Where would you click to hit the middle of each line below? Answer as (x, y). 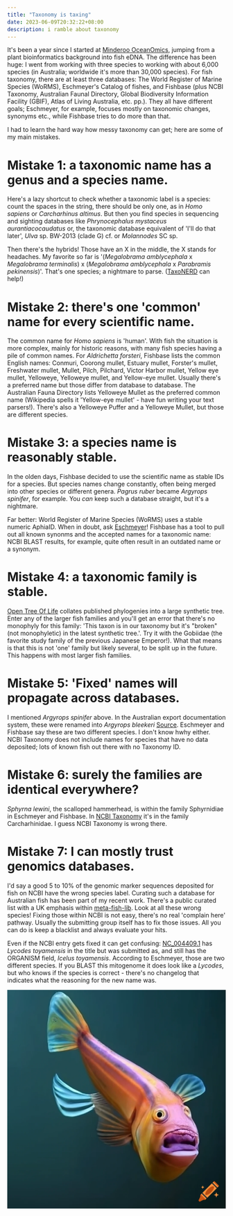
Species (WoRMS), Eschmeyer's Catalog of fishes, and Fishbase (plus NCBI (115, 87)
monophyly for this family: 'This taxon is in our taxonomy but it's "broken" (112, 626)
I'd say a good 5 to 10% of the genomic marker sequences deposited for (111, 886)
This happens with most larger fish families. (69, 655)
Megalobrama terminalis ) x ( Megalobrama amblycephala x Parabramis (109, 264)
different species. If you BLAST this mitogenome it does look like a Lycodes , (115, 965)
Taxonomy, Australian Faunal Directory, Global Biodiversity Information (108, 94)
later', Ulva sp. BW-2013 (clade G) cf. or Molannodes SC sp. (93, 236)
